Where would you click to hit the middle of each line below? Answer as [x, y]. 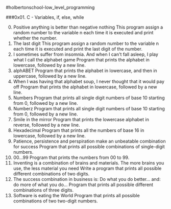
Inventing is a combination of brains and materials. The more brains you [89, 163]
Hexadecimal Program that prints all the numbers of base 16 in [79, 130]
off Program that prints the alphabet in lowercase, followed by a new [85, 87]
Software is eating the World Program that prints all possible [76, 195]
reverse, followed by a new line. [46, 125]
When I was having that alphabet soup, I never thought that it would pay [89, 82]
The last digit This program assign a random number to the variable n [86, 43]
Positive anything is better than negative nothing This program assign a [88, 27]
